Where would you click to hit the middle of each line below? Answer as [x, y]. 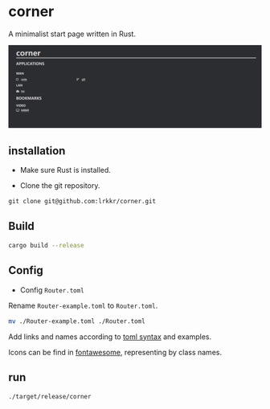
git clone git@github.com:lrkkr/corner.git [82, 202]
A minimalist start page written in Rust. [72, 34]
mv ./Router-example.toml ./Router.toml [77, 321]
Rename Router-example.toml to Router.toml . [83, 305]
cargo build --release [46, 245]
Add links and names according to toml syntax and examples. [110, 337]
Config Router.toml [52, 290]
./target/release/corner [50, 397]
